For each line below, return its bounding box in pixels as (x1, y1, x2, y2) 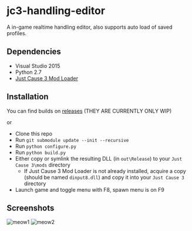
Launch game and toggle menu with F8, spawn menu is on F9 (15, 186, 165, 193)
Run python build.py (15, 148, 66, 156)
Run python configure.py (15, 142, 77, 150)
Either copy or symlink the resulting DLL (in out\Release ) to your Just (15, 155, 183, 162)
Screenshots (6, 203, 55, 213)
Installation (6, 92, 49, 102)
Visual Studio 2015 (15, 62, 60, 69)
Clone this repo (15, 130, 52, 137)
